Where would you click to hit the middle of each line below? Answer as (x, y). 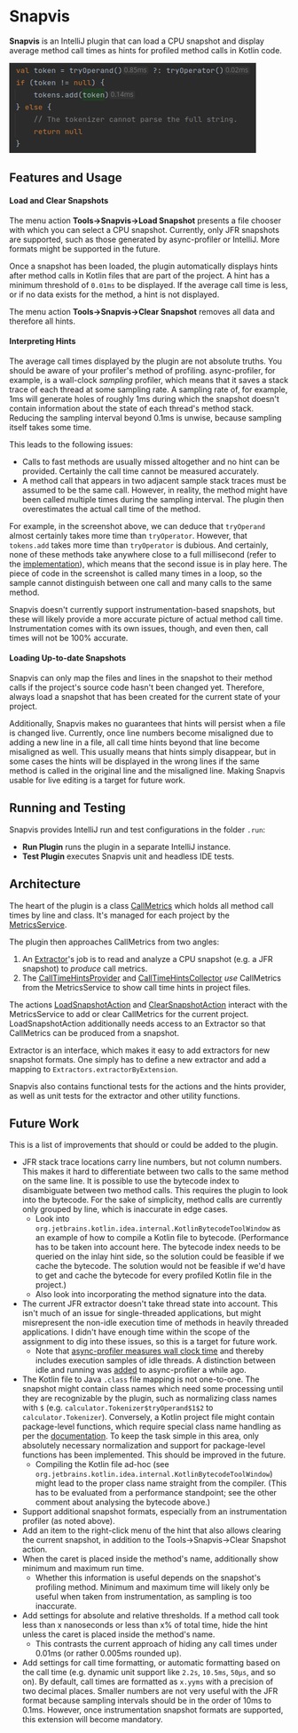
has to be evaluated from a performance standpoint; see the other (156, 1493)
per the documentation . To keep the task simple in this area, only (141, 1436)
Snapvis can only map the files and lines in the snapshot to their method (141, 678)
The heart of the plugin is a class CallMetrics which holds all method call (141, 905)
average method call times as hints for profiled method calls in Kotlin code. (145, 50)
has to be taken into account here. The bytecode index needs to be (158, 1248)
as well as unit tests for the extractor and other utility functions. (125, 1095)
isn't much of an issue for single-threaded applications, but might (141, 1313)
